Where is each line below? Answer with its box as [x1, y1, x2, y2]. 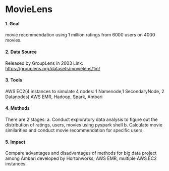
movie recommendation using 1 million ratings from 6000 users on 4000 [5, 32, 155, 38]
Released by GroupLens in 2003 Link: [5, 60, 83, 66]
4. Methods [5, 105, 30, 111]
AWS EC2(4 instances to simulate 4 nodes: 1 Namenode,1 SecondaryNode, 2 [5, 88, 164, 94]
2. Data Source [5, 49, 37, 55]
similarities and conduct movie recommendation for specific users [5, 127, 143, 133]
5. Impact [5, 139, 26, 145]
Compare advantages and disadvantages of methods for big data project [5, 150, 157, 156]
